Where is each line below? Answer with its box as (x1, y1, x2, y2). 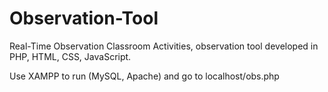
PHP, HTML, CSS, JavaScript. (9, 50, 132, 62)
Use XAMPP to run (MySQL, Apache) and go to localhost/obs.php (9, 70, 280, 82)
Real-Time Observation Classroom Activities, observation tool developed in (9, 40, 319, 52)
